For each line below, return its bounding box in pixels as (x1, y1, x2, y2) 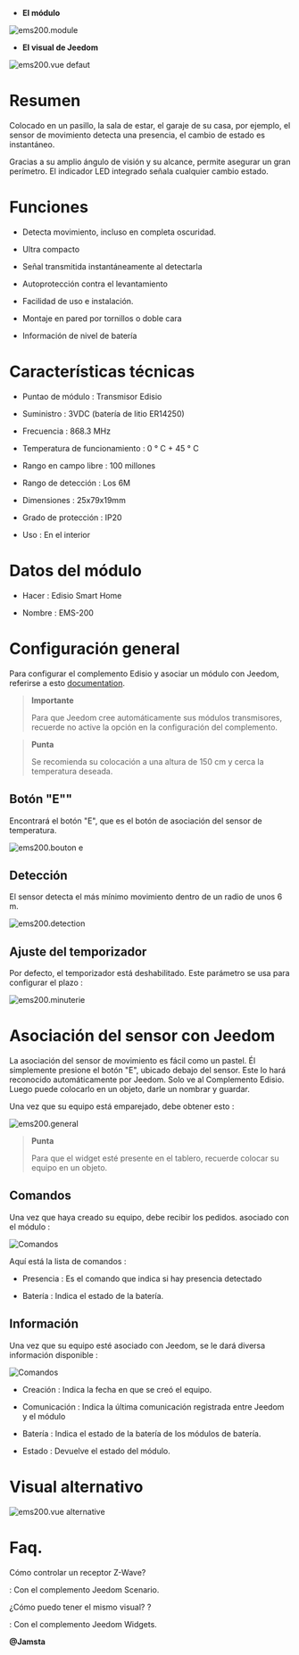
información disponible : (9, 1349, 98, 1360)
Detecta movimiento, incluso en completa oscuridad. (21, 227, 217, 237)
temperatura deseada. (30, 765, 113, 776)
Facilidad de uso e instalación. (21, 295, 134, 306)
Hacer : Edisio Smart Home (21, 590, 122, 600)
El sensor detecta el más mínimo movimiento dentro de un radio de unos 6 (9, 891, 283, 902)
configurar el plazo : (9, 977, 83, 989)
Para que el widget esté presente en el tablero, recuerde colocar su (30, 1153, 279, 1163)
